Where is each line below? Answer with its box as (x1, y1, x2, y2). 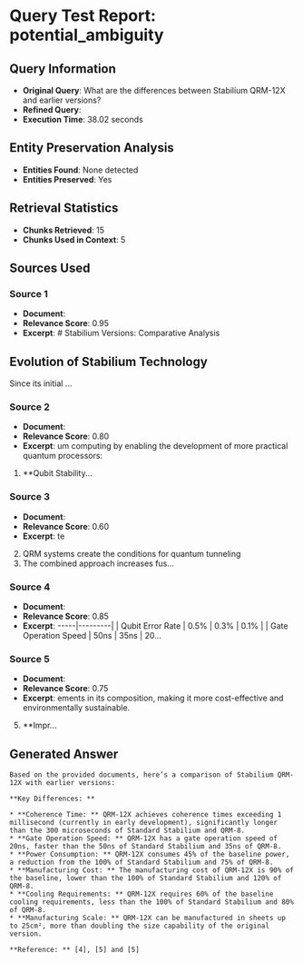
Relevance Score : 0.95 (22, 318, 110, 329)
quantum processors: (22, 451, 103, 462)
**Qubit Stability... (22, 468, 93, 479)
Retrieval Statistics (9, 201, 119, 216)
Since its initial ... (9, 378, 73, 389)
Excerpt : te (22, 531, 65, 541)
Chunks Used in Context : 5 (22, 233, 126, 245)
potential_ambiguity (9, 25, 164, 45)
